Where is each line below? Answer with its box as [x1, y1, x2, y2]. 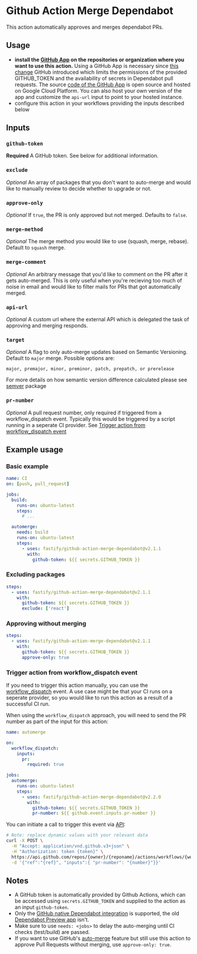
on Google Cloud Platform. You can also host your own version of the [14, 87, 182, 94]
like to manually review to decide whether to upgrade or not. [6, 185, 152, 192]
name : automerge [6, 730, 46, 735]
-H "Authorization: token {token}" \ [11, 849, 104, 854]
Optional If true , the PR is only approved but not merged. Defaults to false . [6, 212, 188, 219]
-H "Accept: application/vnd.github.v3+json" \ [11, 843, 130, 849]
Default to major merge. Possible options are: [6, 355, 115, 362]
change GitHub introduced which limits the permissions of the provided [14, 69, 188, 76]
